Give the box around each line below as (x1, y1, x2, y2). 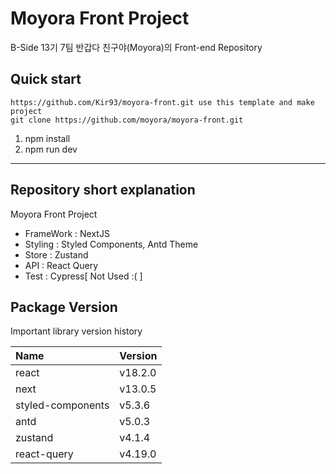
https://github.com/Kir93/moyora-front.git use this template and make (10, 97, 315, 107)
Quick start (10, 71, 82, 88)
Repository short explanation (10, 182, 196, 199)
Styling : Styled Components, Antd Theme (24, 238, 199, 250)
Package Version (10, 298, 118, 316)
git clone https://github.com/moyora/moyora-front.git (10, 115, 244, 125)
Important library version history (10, 325, 143, 337)
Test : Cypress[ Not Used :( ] (24, 270, 143, 282)
